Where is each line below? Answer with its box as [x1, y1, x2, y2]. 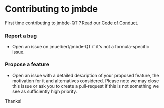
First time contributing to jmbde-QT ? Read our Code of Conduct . [5, 20, 138, 26]
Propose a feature [5, 61, 50, 68]
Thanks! [5, 98, 22, 104]
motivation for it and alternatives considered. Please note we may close [12, 78, 159, 84]
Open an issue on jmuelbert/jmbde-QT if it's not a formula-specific [12, 44, 149, 50]
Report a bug [5, 32, 37, 39]
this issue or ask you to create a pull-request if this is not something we [12, 83, 159, 89]
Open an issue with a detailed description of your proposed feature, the [12, 72, 159, 78]
